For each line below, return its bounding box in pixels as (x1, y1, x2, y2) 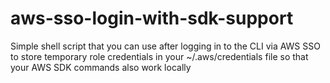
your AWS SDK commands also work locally (10, 61, 192, 73)
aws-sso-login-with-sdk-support (10, 7, 294, 30)
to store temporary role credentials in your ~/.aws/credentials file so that (10, 50, 309, 62)
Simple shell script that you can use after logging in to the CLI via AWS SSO (10, 40, 321, 52)
